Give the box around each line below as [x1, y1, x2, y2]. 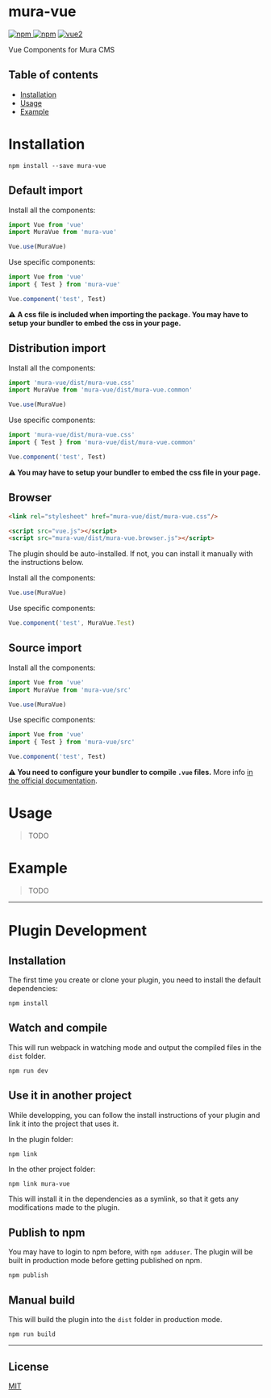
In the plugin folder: [8, 1134, 73, 1144]
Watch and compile [8, 1021, 107, 1035]
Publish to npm [8, 1225, 85, 1239]
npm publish [8, 1271, 48, 1279]
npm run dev [8, 1066, 48, 1075]
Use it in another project [8, 1089, 132, 1103]
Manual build [8, 1293, 75, 1307]
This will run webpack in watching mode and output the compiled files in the [8, 1042, 262, 1052]
